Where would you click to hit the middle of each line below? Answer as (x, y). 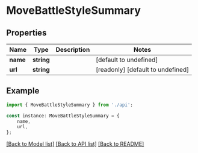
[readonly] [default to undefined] (142, 70)
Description (73, 50)
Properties (26, 33)
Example (23, 91)
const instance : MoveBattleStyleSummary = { (63, 116)
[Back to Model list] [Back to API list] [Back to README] (75, 144)
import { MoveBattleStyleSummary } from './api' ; (70, 105)
